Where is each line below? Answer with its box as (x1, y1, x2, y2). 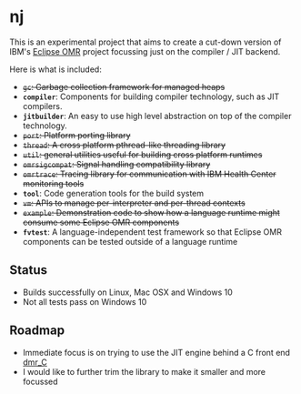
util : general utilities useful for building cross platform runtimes (22, 148, 263, 160)
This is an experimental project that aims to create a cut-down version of (9, 36, 282, 47)
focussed (22, 376, 58, 387)
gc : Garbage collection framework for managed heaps (22, 81, 226, 92)
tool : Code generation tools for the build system (22, 187, 205, 198)
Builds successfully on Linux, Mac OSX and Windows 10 (22, 287, 234, 298)
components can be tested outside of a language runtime (22, 236, 238, 247)
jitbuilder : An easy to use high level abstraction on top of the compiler (22, 110, 292, 121)
